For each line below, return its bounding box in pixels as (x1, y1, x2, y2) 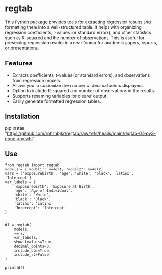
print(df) (5, 265, 25, 270)
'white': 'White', (14, 192, 51, 198)
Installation (5, 112, 40, 121)
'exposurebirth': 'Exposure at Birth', (14, 184, 95, 189)
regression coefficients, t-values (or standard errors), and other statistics (5, 29, 152, 35)
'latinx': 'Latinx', (14, 201, 55, 206)
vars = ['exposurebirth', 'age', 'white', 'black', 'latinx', (5, 171, 134, 176)
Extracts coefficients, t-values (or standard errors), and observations (12, 72, 150, 78)
